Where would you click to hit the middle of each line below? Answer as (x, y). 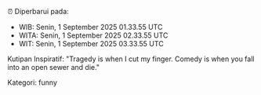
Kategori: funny (33, 82)
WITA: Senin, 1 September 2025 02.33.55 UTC (93, 35)
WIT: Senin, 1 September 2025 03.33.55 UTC (91, 44)
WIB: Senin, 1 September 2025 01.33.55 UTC (91, 27)
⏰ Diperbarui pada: (38, 11)
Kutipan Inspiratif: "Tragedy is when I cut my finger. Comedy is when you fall (131, 59)
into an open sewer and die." (53, 67)
